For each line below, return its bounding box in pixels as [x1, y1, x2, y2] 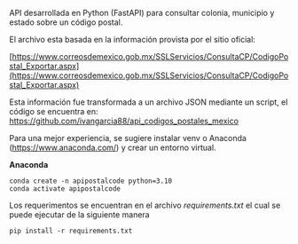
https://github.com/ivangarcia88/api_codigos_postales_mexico [9, 115, 239, 126]
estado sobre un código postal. [9, 17, 123, 28]
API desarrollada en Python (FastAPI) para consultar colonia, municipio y [9, 8, 275, 18]
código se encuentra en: [9, 106, 99, 116]
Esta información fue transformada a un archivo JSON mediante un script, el [9, 97, 288, 107]
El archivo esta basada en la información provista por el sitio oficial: [9, 35, 255, 44]
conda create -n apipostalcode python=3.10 [9, 177, 173, 185]
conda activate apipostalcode [9, 185, 122, 193]
